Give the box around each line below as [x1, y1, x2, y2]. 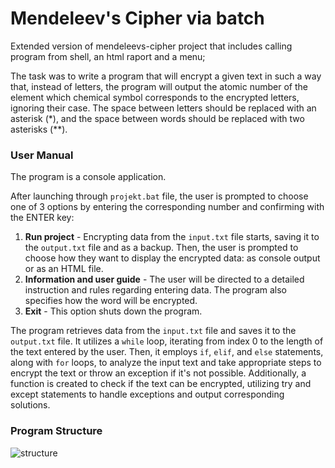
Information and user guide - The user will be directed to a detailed [24, 273, 305, 286]
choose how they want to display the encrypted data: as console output [24, 252, 321, 264]
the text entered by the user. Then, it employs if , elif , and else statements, [10, 346, 324, 358]
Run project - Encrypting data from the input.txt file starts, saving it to [24, 231, 320, 243]
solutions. [10, 399, 51, 411]
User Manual [10, 148, 74, 162]
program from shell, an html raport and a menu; [10, 50, 206, 62]
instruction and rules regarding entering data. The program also [24, 284, 287, 296]
